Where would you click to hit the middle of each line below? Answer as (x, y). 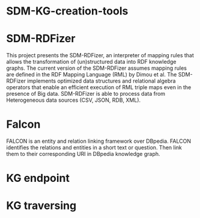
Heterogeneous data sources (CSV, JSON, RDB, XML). (74, 100)
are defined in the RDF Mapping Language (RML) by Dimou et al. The (92, 75)
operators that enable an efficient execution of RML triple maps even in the (99, 87)
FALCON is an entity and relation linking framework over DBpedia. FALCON (98, 141)
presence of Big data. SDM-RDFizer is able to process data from (86, 94)
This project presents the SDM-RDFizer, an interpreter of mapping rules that (100, 55)
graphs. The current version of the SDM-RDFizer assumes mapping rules (97, 68)
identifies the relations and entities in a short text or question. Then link (94, 148)
